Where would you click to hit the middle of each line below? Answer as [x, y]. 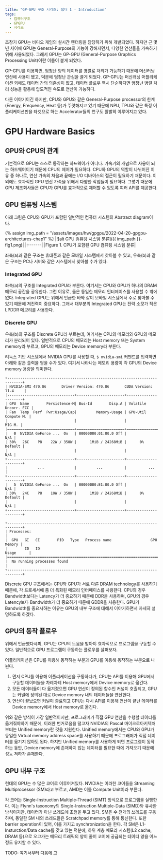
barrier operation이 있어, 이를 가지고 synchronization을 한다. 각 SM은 [72, 824]
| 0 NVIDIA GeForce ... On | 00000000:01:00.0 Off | [66, 433]
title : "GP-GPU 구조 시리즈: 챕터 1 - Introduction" [56, 10]
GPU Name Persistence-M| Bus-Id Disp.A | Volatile [78, 403]
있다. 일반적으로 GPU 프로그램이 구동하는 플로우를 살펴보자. [61, 650]
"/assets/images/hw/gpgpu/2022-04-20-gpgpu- [99, 233]
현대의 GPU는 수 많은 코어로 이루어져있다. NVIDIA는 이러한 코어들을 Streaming [80, 784]
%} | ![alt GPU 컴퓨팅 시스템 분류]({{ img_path [92, 239]
